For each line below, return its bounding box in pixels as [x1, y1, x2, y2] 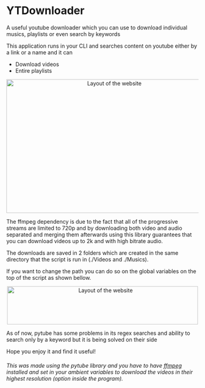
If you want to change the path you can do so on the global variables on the [6, 267, 196, 275]
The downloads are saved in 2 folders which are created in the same [6, 249, 179, 257]
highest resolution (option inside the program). [6, 375, 123, 382]
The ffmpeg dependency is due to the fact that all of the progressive [6, 218, 178, 225]
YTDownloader [6, 4, 85, 18]
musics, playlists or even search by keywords [6, 30, 121, 37]
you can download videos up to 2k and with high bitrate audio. [6, 237, 164, 244]
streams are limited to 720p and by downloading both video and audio [6, 224, 182, 232]
